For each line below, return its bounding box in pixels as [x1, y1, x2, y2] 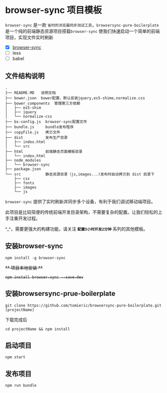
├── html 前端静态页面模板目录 [5, 149, 83, 154]
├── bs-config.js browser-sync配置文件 [5, 119, 87, 124]
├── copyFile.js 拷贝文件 [5, 130, 61, 135]
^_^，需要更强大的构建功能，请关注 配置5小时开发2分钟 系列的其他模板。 [5, 226, 148, 232]
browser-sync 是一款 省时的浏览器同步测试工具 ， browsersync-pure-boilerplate [5, 22, 159, 28]
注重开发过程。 [9, 215, 40, 221]
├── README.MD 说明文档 [5, 90, 56, 95]
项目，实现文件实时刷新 [5, 34, 53, 40]
